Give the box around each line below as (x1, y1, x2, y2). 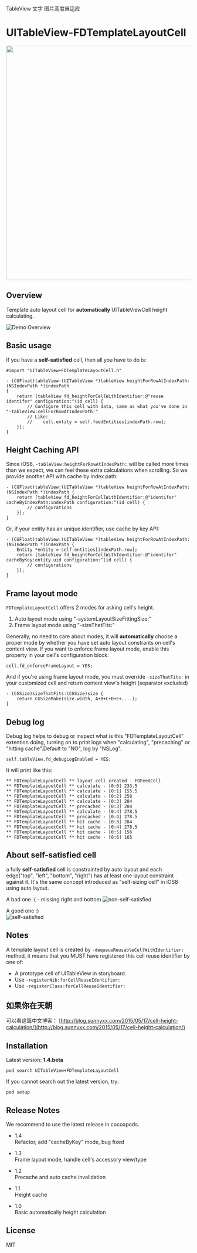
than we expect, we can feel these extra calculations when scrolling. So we (6, 467, 188, 474)
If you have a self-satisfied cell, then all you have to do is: (6, 356, 147, 363)
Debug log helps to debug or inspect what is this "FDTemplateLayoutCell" (6, 733, 184, 740)
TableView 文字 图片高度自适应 (6, 5, 80, 12)
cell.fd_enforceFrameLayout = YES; (6, 663, 93, 669)
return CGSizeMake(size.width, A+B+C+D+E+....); (16, 696, 138, 702)
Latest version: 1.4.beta (6, 1057, 63, 1064)
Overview (6, 291, 43, 301)
